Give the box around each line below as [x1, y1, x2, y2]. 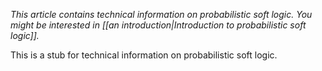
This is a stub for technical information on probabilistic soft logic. [10, 49, 278, 61]
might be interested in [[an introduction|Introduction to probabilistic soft [10, 19, 307, 31]
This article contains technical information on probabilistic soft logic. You [10, 9, 313, 20]
